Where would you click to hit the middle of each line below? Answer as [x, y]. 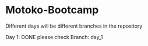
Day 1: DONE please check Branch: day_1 [54, 37]
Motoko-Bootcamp [52, 10]
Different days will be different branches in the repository [74, 26]
